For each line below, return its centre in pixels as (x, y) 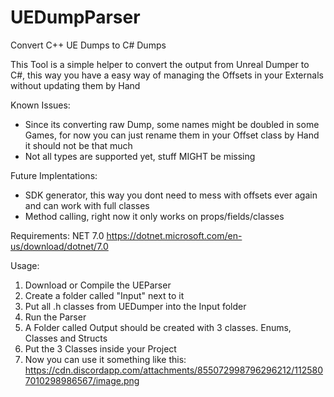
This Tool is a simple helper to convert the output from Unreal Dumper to (160, 64)
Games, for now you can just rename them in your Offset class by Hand (172, 135)
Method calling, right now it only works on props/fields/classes (154, 216)
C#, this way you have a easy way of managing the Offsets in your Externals (167, 75)
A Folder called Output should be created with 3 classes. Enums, (158, 327)
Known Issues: (40, 105)
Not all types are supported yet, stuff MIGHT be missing (140, 156)
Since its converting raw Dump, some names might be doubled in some (172, 124)
